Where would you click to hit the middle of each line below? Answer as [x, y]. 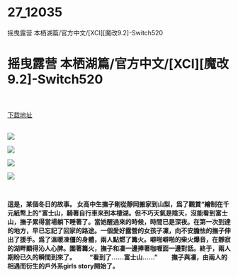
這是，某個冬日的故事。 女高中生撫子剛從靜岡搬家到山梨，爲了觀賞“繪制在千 [118, 204]
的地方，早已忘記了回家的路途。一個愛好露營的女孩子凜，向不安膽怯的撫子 [116, 230]
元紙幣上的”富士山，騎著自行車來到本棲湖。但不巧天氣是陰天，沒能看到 [112, 213]
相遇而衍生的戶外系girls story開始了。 [63, 266]
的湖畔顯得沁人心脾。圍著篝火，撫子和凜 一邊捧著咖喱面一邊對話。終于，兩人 [119, 248]
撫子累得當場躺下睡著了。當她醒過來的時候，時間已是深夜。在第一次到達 [125, 222]
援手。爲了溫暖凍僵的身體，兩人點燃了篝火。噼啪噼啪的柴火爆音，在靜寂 [125, 239]
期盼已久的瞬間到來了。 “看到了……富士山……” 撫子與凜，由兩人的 [118, 257]
